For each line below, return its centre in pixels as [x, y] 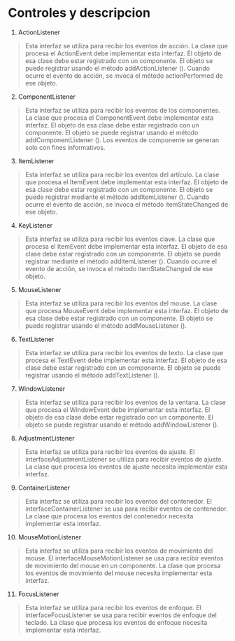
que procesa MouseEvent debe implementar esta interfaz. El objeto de [127, 310]
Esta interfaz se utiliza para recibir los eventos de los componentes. [123, 110]
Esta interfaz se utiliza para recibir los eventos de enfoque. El [113, 607]
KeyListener [35, 225]
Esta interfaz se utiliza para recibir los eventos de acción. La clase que [126, 46]
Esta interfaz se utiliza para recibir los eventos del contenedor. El [118, 501]
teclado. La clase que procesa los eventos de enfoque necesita [116, 622]
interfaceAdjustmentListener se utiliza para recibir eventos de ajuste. [124, 459]
